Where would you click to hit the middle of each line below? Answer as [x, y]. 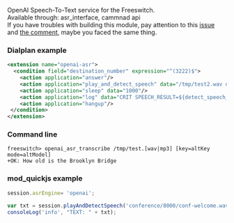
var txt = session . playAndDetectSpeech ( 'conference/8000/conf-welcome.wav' [119, 206]
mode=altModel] [29, 155]
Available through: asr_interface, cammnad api [74, 17]
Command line [32, 134]
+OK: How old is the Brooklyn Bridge [62, 161]
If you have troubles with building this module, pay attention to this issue [111, 25]
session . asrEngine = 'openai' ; [51, 193]
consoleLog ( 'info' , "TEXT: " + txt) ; [62, 212]
